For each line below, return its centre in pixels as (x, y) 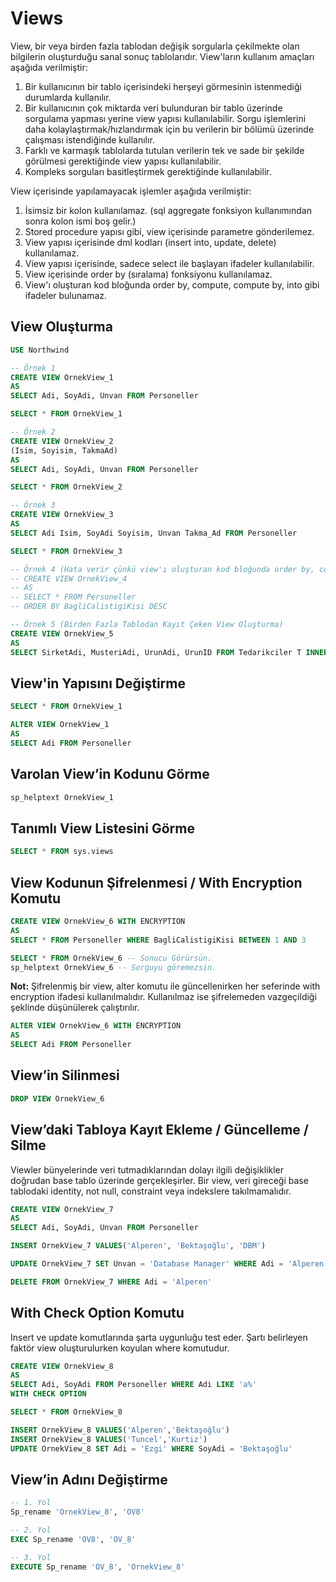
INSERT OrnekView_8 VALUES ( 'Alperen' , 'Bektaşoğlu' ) (120, 1430)
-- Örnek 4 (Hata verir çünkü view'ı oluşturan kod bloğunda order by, (162, 569)
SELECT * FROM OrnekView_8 (66, 1412)
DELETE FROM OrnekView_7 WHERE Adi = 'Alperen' (111, 1282)
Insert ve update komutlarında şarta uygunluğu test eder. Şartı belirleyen (159, 1337)
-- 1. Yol (31, 1503)
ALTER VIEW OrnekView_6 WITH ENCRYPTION (96, 1026)
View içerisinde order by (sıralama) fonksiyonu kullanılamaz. (148, 274)
